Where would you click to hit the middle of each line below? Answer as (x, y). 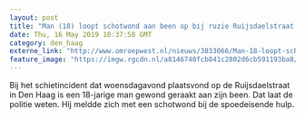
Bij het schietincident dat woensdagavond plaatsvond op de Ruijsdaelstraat (150, 85)
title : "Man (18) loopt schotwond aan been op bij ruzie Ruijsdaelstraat (152, 26)
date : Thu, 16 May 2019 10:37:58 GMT (81, 34)
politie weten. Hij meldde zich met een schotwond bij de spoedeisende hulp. (152, 104)
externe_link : (36, 51)
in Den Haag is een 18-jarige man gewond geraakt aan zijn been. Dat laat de (151, 95)
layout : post (34, 18)
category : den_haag (46, 43)
